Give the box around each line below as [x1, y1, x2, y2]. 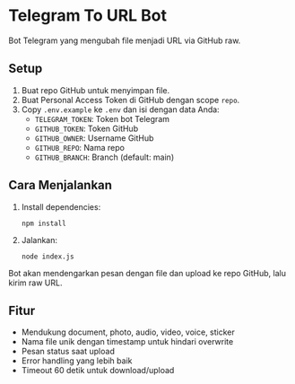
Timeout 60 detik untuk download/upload [21, 365, 175, 376]
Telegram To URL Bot [8, 5, 168, 26]
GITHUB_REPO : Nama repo [34, 142, 125, 153]
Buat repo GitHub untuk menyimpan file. [21, 84, 170, 95]
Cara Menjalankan [8, 178, 113, 193]
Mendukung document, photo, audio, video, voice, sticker [21, 327, 235, 337]
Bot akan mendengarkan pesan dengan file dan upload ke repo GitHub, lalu [8, 267, 286, 278]
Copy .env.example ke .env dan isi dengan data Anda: [21, 104, 221, 115]
